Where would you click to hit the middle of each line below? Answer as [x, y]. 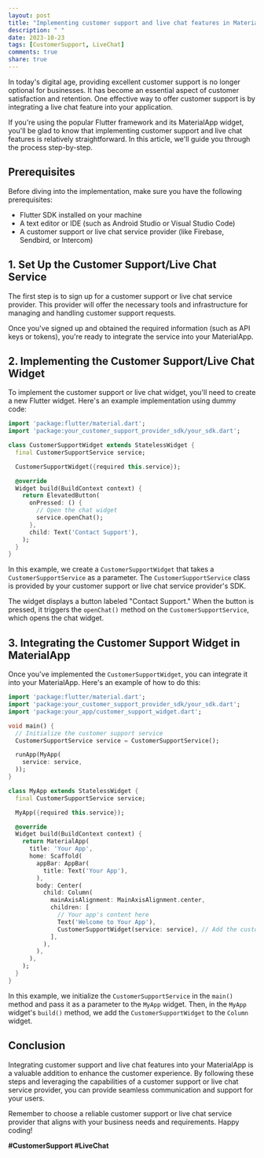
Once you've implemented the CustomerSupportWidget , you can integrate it [128, 674]
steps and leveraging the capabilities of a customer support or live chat [123, 1082]
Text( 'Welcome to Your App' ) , [107, 922]
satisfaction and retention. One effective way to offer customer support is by [132, 99]
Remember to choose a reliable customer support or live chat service [120, 1113]
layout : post [29, 15]
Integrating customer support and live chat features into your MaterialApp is [131, 1064]
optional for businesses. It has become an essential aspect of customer [124, 90]
